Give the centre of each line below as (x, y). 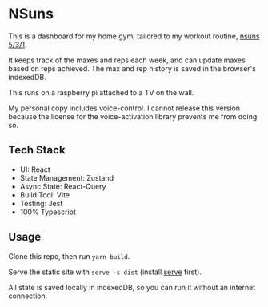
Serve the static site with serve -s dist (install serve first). (105, 272)
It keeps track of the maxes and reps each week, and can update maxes (127, 60)
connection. (28, 296)
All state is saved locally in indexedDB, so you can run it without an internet (132, 287)
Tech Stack (37, 150)
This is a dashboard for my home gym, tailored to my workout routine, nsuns (134, 36)
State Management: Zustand (67, 177)
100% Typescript (48, 212)
